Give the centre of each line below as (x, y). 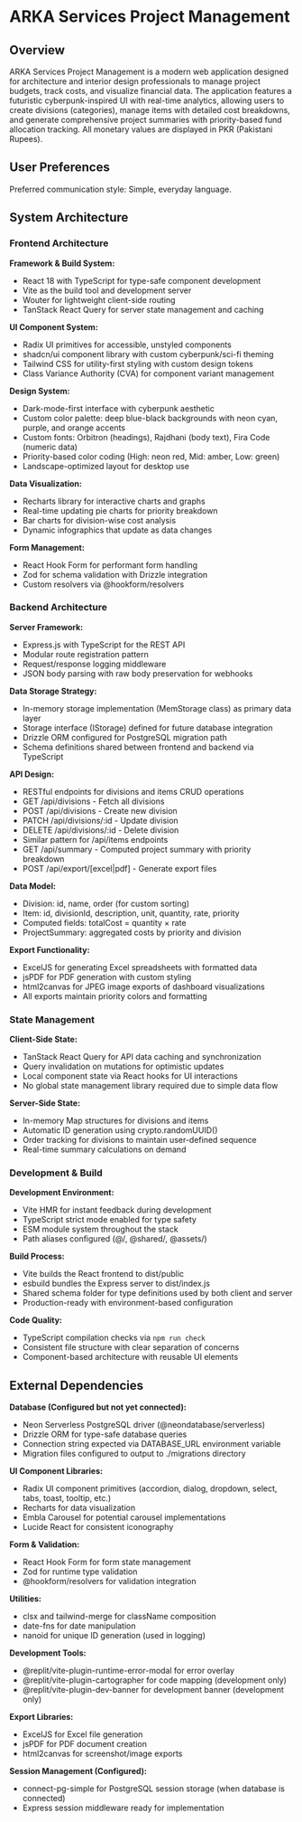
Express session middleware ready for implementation (123, 1808)
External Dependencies (77, 1385)
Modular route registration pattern (85, 654)
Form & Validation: (45, 1544)
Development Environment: (62, 1193)
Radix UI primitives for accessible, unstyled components (127, 345)
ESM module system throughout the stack (100, 1229)
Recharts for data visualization (79, 1508)
